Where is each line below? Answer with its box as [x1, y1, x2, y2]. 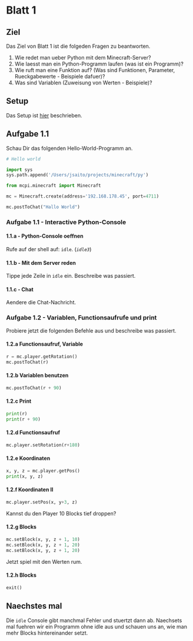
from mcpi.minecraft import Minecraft [6, 183, 101, 189]
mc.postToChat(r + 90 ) [6, 384, 62, 391]
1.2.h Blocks [6, 571, 37, 578]
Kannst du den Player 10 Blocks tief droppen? [6, 509, 117, 517]
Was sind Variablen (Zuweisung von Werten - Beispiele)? [14, 79, 152, 86]
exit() [6, 584, 22, 590]
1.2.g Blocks [6, 523, 37, 531]
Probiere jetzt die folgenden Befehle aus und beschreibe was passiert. [6, 327, 177, 334]
